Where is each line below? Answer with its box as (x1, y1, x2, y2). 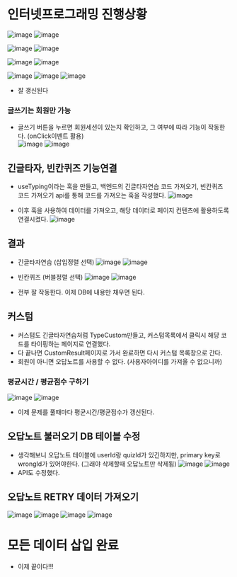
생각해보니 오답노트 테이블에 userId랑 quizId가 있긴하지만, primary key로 (17, 450, 221, 459)
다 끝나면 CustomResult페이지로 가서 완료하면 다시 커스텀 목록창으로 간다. (17, 348, 223, 357)
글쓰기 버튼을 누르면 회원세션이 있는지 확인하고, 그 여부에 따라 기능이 (17, 123, 207, 132)
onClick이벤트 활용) (29, 132, 84, 140)
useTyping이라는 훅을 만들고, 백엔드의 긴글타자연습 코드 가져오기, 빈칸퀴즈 (17, 182, 224, 191)
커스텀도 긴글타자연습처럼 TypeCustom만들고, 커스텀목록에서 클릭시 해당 (17, 331, 220, 339)
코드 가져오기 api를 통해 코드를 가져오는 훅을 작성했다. (17, 191, 166, 200)
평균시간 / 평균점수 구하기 (7, 377, 89, 387)
